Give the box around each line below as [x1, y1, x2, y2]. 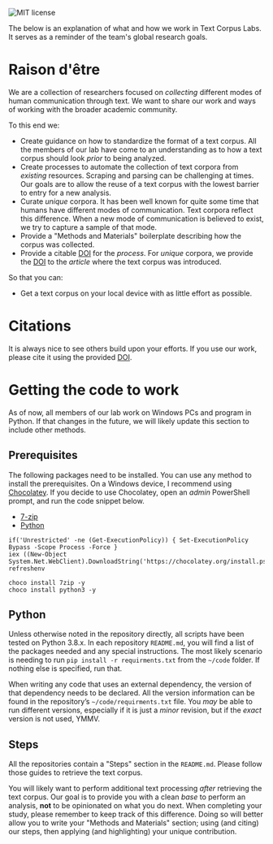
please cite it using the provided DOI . [8, 352, 132, 361]
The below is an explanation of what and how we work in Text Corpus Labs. [8, 24, 262, 32]
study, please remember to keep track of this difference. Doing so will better [8, 809, 264, 820]
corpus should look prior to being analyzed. [19, 153, 167, 162]
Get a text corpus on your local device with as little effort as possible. [19, 288, 253, 298]
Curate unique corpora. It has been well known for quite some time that [19, 196, 259, 206]
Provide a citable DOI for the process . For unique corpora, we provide [19, 248, 253, 258]
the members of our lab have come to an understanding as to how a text [19, 145, 262, 154]
